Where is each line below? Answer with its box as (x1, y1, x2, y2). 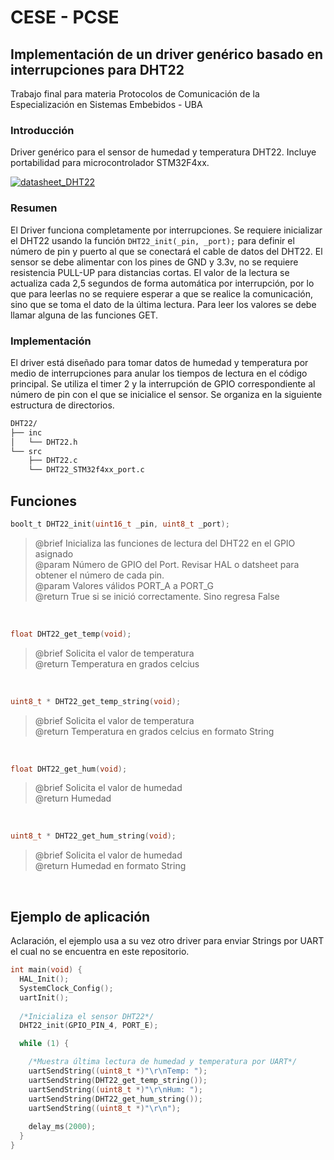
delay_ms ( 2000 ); (28, 1122, 97, 1132)
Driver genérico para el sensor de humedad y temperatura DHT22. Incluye (10, 146, 317, 158)
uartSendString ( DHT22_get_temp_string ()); (28, 1075, 208, 1085)
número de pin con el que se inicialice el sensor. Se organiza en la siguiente (10, 388, 323, 400)
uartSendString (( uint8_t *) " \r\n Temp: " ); (28, 1066, 208, 1076)
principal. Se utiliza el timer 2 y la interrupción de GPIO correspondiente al (10, 377, 316, 390)
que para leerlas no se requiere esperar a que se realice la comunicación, (10, 287, 314, 300)
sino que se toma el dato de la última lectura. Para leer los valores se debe (10, 298, 317, 310)
